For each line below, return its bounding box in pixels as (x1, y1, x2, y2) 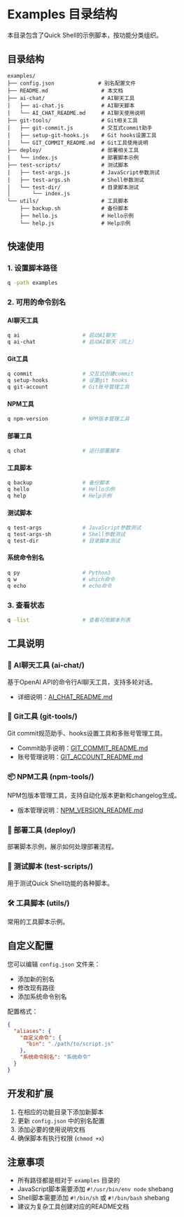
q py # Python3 (7, 570, 111, 577)
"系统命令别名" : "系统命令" (20, 1054, 91, 1061)
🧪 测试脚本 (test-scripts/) (7, 861, 94, 871)
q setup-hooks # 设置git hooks (7, 377, 128, 384)
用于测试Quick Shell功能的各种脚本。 (7, 879, 114, 887)
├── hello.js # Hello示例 (20, 212, 134, 219)
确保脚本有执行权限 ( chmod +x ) (17, 1134, 105, 1142)
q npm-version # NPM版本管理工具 (7, 416, 129, 423)
